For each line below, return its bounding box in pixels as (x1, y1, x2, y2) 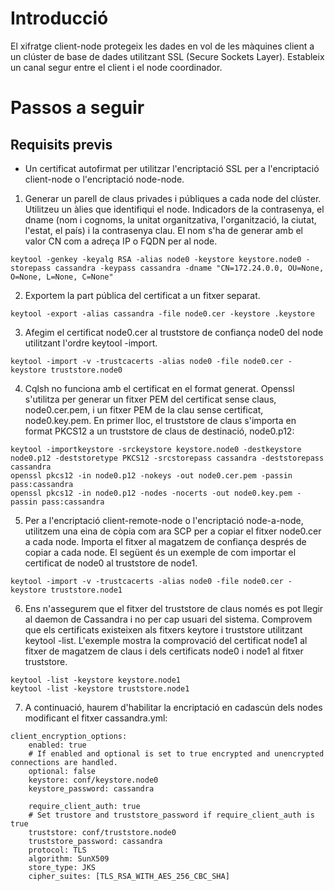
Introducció (10, 7, 109, 30)
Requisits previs (10, 136, 113, 153)
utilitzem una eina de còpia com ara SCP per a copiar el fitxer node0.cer (24, 525, 322, 537)
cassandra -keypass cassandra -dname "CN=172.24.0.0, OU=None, (54, 263, 325, 273)
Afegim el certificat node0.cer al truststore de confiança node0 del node (24, 326, 324, 338)
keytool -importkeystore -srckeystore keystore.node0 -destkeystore (10, 444, 302, 454)
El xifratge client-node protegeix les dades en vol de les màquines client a (10, 40, 315, 52)
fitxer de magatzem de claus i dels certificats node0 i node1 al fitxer (24, 645, 304, 657)
